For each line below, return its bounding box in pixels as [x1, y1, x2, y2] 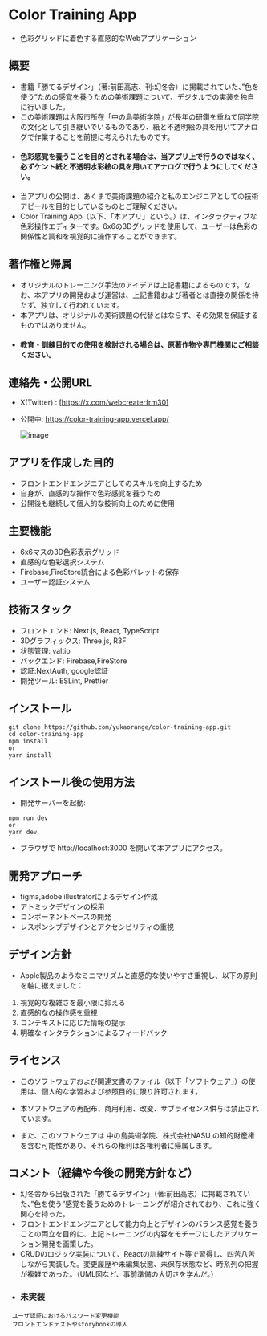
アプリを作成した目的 [8, 455, 114, 469]
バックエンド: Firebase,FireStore [19, 656, 127, 666]
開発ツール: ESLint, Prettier [19, 676, 109, 686]
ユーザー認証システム [19, 576, 91, 587]
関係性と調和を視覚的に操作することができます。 [19, 231, 182, 241]
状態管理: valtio [19, 646, 71, 655]
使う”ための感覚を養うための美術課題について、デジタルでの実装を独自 [19, 92, 255, 101]
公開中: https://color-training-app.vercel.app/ [19, 414, 170, 424]
